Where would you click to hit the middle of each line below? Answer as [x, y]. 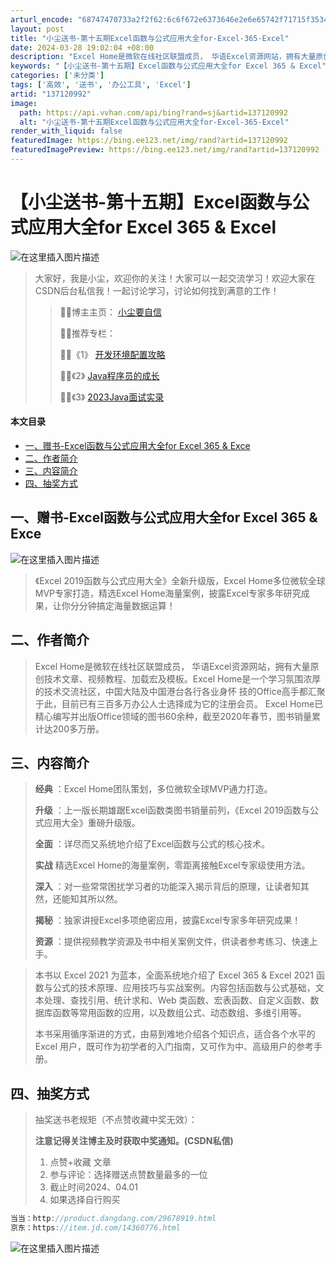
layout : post [37, 29]
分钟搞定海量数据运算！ [127, 605]
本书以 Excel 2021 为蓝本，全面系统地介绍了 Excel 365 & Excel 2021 [174, 975]
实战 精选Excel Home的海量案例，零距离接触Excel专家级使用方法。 [172, 865]
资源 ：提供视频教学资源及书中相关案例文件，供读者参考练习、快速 [172, 942]
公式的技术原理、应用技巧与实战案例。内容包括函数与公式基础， [184, 988]
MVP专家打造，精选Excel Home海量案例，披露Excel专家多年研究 [168, 593]
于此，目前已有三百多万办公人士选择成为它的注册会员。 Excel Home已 [179, 703]
